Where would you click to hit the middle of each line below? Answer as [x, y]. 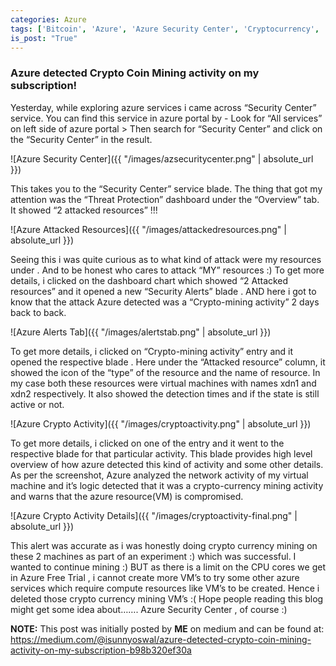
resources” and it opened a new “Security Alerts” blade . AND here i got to [163, 291]
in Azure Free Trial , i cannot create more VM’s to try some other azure [155, 577]
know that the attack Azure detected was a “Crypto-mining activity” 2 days [165, 302]
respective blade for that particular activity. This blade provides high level [161, 453]
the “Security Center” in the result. [81, 139]
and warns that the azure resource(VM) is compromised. [127, 496]
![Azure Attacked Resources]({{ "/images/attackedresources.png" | [148, 229]
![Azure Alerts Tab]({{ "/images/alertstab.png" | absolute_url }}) [141, 332]
